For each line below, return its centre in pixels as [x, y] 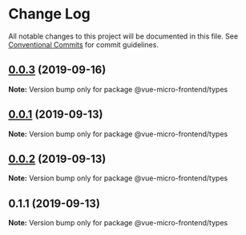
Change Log [49, 14]
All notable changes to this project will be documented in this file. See [123, 36]
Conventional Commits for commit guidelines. [83, 44]
